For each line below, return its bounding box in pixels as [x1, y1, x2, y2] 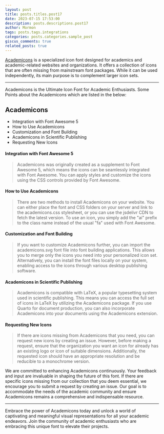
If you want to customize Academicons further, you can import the [17, 242, 150, 248]
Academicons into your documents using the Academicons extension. [17, 310, 158, 316]
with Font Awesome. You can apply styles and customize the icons [17, 172, 151, 178]
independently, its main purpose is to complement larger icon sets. [5, 72, 139, 78]
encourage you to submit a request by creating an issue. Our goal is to [5, 384, 147, 390]
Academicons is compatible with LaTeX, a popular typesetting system [17, 290, 157, 296]
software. [17, 268, 37, 274]
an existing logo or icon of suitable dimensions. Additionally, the [17, 348, 145, 354]
